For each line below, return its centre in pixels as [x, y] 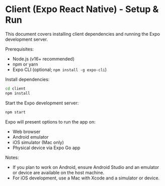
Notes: [12, 157]
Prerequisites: [20, 49]
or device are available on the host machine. [58, 172]
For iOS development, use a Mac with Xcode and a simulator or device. [86, 178]
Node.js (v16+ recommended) [43, 58]
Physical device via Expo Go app [46, 148]
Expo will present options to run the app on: [50, 121]
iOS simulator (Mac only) [38, 142]
